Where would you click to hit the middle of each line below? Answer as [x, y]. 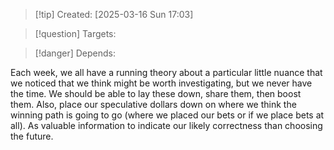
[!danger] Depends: [75, 53]
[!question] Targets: [75, 33]
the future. [32, 136]
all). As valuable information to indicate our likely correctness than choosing [166, 125]
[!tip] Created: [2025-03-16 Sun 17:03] [114, 14]
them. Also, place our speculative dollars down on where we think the [153, 104]
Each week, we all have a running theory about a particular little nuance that [166, 72]
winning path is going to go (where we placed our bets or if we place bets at [167, 115]
